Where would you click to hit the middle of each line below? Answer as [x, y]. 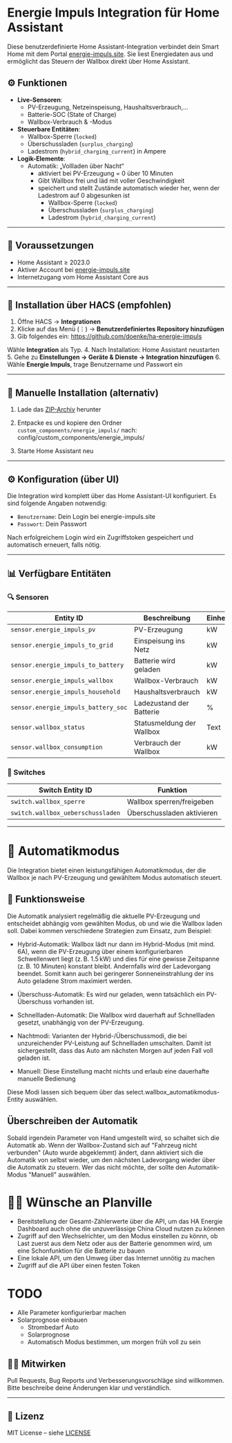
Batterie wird [155, 661]
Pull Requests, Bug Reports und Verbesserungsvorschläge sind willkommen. [116, 1381]
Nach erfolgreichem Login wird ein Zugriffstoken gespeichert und [100, 537]
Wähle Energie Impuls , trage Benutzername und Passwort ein [95, 365]
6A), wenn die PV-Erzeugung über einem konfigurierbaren [100, 951]
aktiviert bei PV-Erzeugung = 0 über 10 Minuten [106, 173]
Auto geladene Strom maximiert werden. [75, 981]
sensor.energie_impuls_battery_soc [69, 707]
